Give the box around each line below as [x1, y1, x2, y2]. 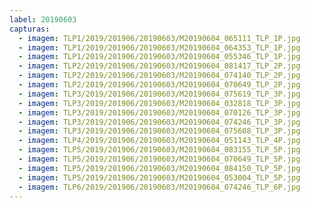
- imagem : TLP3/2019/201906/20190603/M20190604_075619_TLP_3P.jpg [18, 89, 301, 99]
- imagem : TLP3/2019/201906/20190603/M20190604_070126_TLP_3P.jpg [18, 107, 301, 118]
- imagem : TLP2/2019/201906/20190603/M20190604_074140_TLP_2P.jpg [18, 71, 301, 81]
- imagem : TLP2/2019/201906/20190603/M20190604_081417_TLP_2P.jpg [18, 61, 301, 71]
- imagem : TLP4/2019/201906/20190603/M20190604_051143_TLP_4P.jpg [18, 136, 301, 146]
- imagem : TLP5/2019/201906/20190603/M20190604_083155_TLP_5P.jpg [18, 145, 301, 155]
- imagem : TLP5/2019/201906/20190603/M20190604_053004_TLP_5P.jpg [18, 172, 301, 183]
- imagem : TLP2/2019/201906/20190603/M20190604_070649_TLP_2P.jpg [18, 80, 301, 90]
